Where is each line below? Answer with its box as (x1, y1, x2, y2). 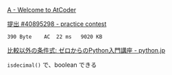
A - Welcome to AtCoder (7, 6, 77, 14)
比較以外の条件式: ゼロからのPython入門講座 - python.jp (7, 46, 166, 54)
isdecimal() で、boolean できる (7, 61, 97, 69)
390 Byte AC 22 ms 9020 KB (7, 33, 103, 40)
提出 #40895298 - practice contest (7, 20, 107, 28)
